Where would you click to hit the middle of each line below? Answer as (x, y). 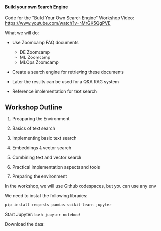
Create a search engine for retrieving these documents (68, 72)
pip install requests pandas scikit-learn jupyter (58, 205)
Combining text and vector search (47, 157)
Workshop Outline (34, 107)
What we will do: (22, 33)
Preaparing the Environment (41, 119)
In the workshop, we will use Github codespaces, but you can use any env (81, 186)
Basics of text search (34, 128)
